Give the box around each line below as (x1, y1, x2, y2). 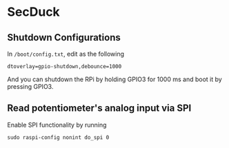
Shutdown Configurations (7, 32, 121, 43)
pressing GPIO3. (7, 83, 54, 90)
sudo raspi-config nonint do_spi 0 (7, 134, 110, 141)
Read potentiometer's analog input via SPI (7, 103, 192, 114)
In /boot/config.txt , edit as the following (7, 50, 125, 58)
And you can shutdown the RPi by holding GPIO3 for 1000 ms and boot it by (7, 75, 222, 83)
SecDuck (7, 4, 60, 20)
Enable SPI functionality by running (7, 120, 107, 129)
